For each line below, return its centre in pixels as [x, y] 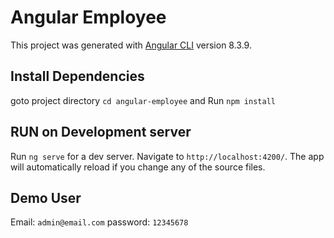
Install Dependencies [77, 76]
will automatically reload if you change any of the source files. [138, 167]
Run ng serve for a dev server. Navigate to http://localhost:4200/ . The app [167, 156]
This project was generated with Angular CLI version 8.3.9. [131, 45]
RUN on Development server [101, 132]
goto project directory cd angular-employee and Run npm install [143, 100]
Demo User [46, 197]
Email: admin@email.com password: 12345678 [99, 222]
